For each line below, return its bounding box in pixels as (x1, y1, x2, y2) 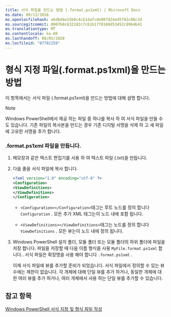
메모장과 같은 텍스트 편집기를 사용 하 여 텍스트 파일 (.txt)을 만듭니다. (12, 154, 148, 161)
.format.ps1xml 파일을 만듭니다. (5, 142, 81, 149)
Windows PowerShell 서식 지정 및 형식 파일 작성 (5, 306, 103, 312)
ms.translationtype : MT (5, 27, 56, 32)
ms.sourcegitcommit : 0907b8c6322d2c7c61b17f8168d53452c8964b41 (5, 21, 142, 27)
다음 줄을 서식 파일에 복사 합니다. (12, 165, 78, 171)
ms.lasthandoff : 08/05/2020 (5, 36, 65, 41)
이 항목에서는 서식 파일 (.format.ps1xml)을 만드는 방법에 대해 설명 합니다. (5, 95, 151, 101)
